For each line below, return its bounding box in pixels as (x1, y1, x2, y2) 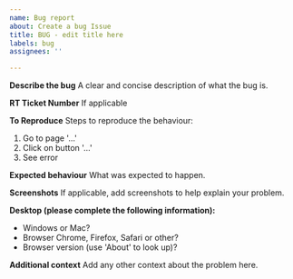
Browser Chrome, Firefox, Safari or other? (22, 233, 179, 244)
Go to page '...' (22, 133, 77, 144)
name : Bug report (9, 13, 75, 23)
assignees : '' (9, 47, 63, 56)
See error (22, 152, 59, 164)
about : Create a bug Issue (9, 22, 112, 31)
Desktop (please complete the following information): (9, 205, 216, 216)
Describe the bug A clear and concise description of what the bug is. (9, 80, 269, 91)
